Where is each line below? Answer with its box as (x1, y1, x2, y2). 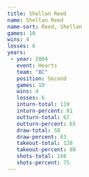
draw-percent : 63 (16, 133, 67, 140)
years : (7, 49, 26, 56)
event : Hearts (16, 62, 58, 69)
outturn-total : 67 (16, 114, 70, 121)
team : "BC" (16, 68, 49, 75)
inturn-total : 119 (16, 101, 70, 108)
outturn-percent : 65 (16, 120, 76, 128)
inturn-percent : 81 (16, 107, 73, 114)
